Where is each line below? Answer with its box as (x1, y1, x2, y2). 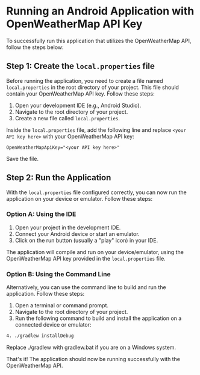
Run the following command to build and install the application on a (14, 315, 182, 322)
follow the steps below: (6, 44, 64, 51)
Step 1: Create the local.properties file (6, 61, 155, 71)
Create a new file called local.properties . (14, 114, 120, 122)
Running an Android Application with (6, 4, 195, 18)
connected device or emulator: (14, 321, 92, 328)
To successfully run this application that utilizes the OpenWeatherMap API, (6, 37, 192, 44)
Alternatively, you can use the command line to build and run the (6, 284, 167, 291)
